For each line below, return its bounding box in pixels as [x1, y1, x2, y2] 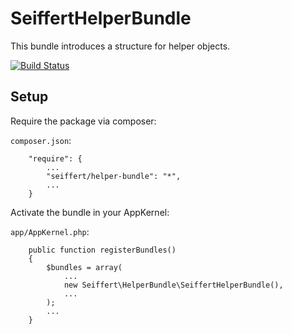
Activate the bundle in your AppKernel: [10, 206, 170, 218]
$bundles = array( [46, 262, 123, 272]
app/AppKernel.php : [10, 225, 90, 237]
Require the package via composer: [10, 115, 157, 127]
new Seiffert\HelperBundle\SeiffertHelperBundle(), [63, 280, 284, 290]
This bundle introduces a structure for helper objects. [10, 40, 231, 52]
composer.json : [10, 134, 72, 146]
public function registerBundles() [28, 245, 177, 255]
